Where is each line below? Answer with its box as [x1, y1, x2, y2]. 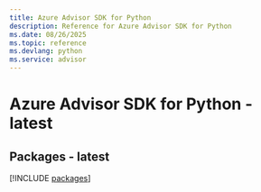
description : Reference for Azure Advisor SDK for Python [9, 22, 232, 31]
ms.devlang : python [9, 47, 83, 56]
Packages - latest [9, 149, 110, 164]
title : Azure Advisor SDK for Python [9, 13, 152, 23]
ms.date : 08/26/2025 [9, 30, 88, 39]
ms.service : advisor [9, 55, 88, 64]
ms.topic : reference [9, 38, 88, 48]
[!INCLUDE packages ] [9, 173, 91, 183]
